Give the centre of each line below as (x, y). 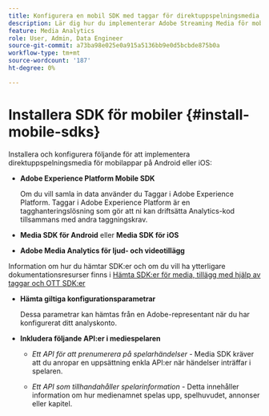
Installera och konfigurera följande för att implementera (99, 154)
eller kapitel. (52, 403)
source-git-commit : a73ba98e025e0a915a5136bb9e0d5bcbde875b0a (114, 46)
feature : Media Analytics (51, 31)
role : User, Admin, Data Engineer (66, 38)
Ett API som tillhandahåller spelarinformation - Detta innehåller (135, 386)
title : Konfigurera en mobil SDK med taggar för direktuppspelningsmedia (134, 16)
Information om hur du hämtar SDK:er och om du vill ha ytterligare (117, 266)
